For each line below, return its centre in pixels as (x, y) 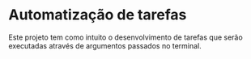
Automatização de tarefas (98, 15)
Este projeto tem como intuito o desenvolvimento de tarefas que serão (125, 37)
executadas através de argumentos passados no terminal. (105, 45)
